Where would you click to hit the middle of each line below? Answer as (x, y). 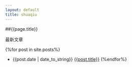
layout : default (22, 10)
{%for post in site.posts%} (33, 49)
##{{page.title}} (21, 29)
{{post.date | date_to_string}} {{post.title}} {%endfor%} (70, 59)
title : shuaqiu (21, 15)
